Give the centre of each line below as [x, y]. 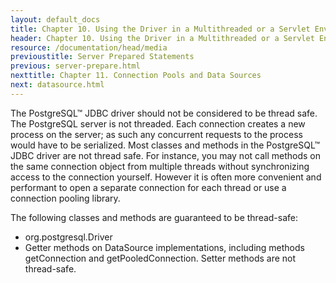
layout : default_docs [55, 19]
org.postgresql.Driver [68, 237]
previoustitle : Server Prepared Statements [102, 57]
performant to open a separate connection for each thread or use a [148, 187]
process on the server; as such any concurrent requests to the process [156, 134]
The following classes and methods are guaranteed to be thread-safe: [154, 217]
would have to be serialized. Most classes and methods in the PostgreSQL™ [165, 145]
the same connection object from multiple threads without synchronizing [160, 166]
